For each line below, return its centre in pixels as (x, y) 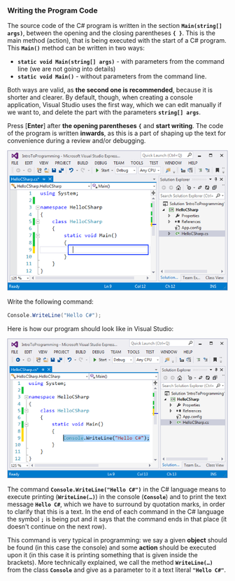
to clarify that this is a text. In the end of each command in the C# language (116, 512)
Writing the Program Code (52, 10)
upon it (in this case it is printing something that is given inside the (102, 555)
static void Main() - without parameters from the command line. (112, 76)
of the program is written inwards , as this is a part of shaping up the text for (116, 133)
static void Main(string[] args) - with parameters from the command (121, 62)
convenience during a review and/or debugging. (77, 141)
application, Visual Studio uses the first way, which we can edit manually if (114, 105)
